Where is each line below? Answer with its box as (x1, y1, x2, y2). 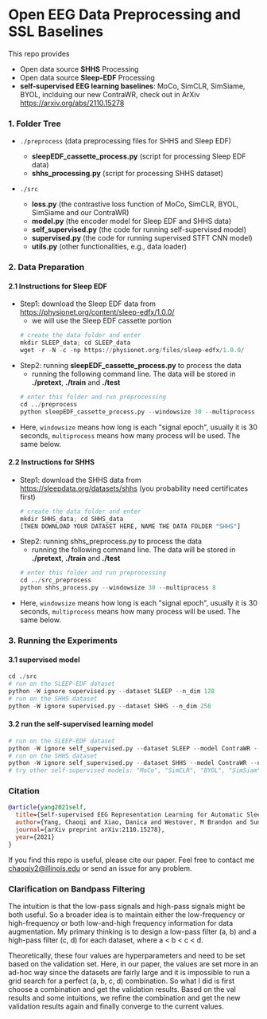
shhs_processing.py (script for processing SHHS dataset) (31, 169, 224, 178)
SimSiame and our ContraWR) (31, 208, 130, 218)
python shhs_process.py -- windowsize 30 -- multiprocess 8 (19, 584, 216, 592)
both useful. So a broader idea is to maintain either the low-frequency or (8, 910, 245, 919)
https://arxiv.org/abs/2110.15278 (19, 98, 125, 108)
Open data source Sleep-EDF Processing (19, 73, 155, 82)
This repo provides (8, 49, 70, 58)
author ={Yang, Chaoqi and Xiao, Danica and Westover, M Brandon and (15, 818, 247, 826)
